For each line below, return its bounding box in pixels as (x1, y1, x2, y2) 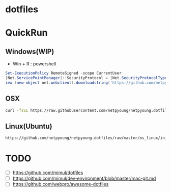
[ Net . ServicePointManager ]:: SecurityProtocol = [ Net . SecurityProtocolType (5, 76, 167, 81)
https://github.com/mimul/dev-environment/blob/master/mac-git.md (12, 175, 156, 182)
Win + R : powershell (12, 61, 56, 67)
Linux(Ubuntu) (5, 122, 52, 131)
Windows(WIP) (5, 47, 54, 56)
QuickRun (5, 27, 48, 39)
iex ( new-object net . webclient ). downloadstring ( (5, 80, 110, 85)
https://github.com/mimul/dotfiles (12, 170, 83, 176)
